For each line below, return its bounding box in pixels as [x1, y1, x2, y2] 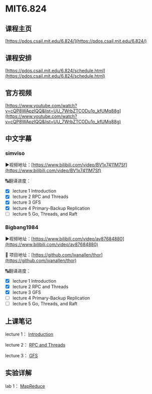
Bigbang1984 [5, 224, 39, 231]
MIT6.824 [5, 3, 47, 15]
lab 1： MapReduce [5, 383, 45, 389]
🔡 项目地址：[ [5, 251, 34, 257]
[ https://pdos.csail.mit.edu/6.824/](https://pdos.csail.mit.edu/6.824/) [5, 38, 147, 44]
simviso [5, 150, 25, 157]
